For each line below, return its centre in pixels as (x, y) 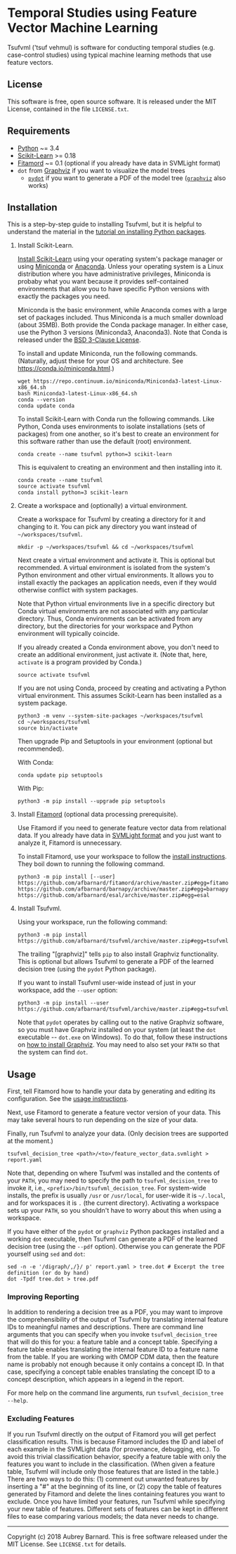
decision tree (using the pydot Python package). (87, 969)
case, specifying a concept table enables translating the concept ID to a (111, 1372)
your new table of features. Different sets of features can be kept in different (118, 1509)
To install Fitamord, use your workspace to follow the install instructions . (122, 857)
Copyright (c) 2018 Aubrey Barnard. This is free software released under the (118, 1536)
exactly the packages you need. (64, 296)
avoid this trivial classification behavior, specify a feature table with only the (117, 1456)
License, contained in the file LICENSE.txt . (68, 109)
